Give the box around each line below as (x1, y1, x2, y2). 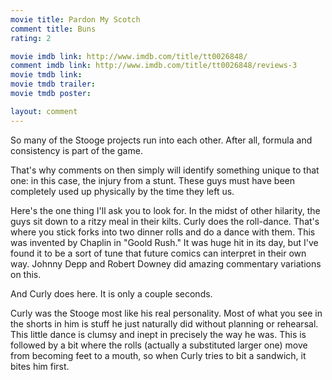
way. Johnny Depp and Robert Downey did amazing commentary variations (10, 257, 322, 270)
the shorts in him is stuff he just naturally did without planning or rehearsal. (10, 317, 319, 330)
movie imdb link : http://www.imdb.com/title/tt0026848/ (10, 51, 248, 61)
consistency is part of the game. (10, 144, 143, 156)
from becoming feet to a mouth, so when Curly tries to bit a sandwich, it (10, 349, 307, 361)
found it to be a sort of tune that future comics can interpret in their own (10, 247, 307, 259)
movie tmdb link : (10, 70, 83, 80)
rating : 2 (10, 33, 52, 43)
